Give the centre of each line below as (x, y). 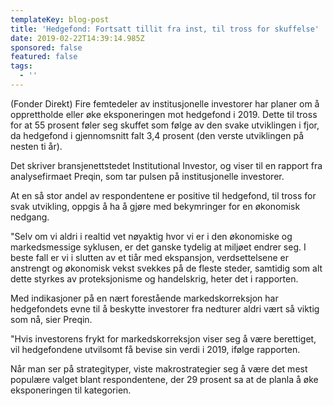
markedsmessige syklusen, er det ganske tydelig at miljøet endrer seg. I (158, 247)
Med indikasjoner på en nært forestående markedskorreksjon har (144, 298)
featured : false (44, 57)
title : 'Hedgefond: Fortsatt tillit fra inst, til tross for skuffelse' (165, 29)
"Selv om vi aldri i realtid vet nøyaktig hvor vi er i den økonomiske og (151, 236)
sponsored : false (46, 47)
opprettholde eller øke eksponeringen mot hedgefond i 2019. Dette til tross (164, 114)
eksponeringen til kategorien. (71, 390)
